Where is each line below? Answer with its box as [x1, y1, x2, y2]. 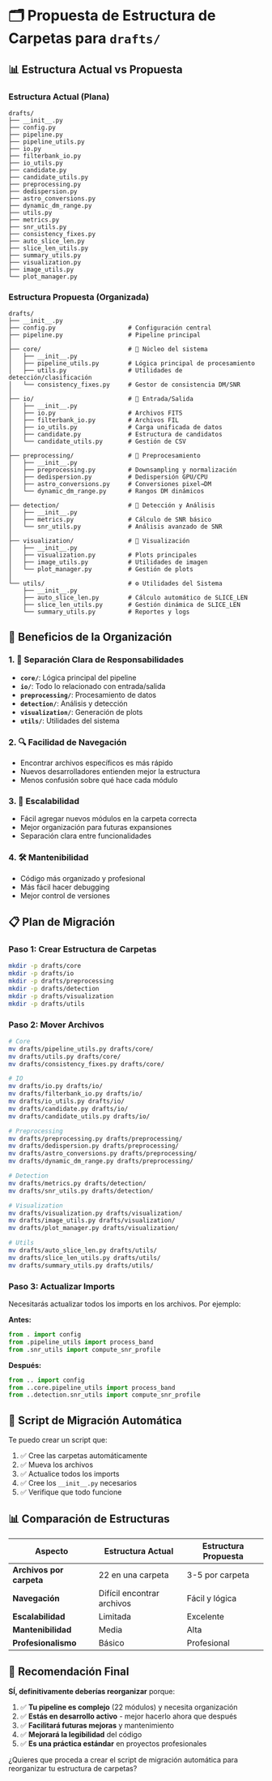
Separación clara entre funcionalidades [19, 831, 152, 841]
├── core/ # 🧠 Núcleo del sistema [8, 346, 208, 354]
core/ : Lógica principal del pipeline [19, 673, 137, 682]
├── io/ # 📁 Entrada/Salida [8, 395, 194, 403]
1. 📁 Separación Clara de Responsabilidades [8, 654, 185, 665]
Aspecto [35, 1545, 69, 1556]
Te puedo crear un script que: [8, 1435, 108, 1445]
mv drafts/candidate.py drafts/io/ [8, 1104, 129, 1112]
